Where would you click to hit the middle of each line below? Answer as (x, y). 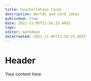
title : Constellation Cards (34, 9)
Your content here (23, 74)
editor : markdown (23, 32)
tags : (10, 28)
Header (20, 61)
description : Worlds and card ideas (42, 14)
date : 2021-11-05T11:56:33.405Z (38, 23)
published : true (21, 18)
